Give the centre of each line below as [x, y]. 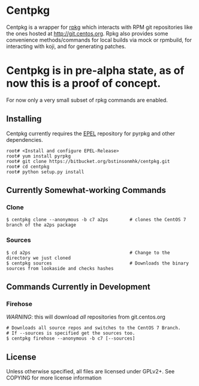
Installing [24, 119]
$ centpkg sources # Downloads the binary [97, 263]
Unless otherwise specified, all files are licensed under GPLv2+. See [91, 372]
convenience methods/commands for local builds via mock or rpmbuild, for [99, 40]
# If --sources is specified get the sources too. [71, 333]
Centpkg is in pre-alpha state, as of [95, 71]
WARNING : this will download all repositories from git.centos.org [86, 317]
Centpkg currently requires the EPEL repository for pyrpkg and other [91, 133]
